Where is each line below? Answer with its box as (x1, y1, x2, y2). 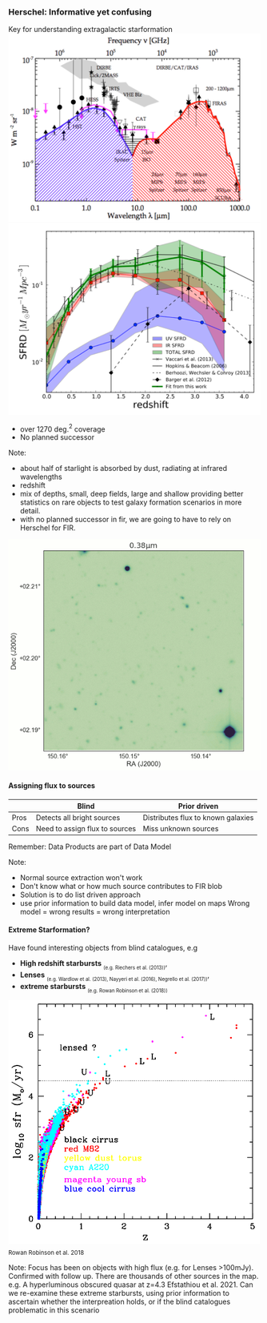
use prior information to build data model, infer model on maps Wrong (19, 898, 250, 907)
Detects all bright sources (35, 812, 121, 822)
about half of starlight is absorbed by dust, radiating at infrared (19, 464, 228, 473)
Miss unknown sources (142, 824, 219, 834)
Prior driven (177, 801, 219, 810)
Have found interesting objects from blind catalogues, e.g (8, 943, 198, 952)
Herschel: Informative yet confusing (8, 6, 152, 18)
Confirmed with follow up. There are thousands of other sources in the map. (8, 1271, 259, 1281)
